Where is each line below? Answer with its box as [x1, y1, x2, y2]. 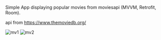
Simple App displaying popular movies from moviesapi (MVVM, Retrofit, [5, 5, 156, 10]
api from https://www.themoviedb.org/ [5, 20, 86, 25]
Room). [5, 10, 20, 16]
